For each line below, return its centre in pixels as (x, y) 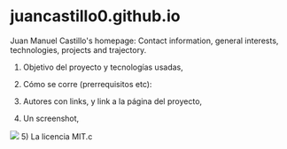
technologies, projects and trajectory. (78, 49)
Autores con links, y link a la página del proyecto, (112, 101)
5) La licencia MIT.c (57, 136)
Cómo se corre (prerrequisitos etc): (87, 84)
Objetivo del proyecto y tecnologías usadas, (103, 67)
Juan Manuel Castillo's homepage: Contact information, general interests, (144, 41)
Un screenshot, (51, 118)
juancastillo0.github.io (95, 16)
